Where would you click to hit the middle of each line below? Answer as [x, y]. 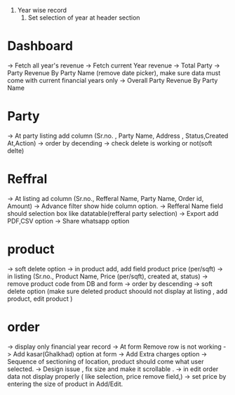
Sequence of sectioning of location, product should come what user [106, 361]
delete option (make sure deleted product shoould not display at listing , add [117, 291]
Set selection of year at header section [84, 18]
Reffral [27, 179]
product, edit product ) [40, 299]
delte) [16, 150]
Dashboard [40, 46]
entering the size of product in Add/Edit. [65, 384]
